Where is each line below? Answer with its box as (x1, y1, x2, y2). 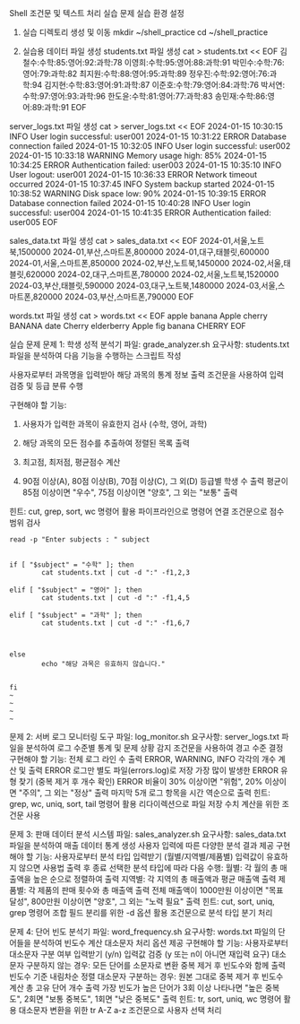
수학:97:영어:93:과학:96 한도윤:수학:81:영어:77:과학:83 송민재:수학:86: (21, 91, 268, 101)
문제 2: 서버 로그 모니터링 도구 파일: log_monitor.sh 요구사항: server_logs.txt (9, 732, 280, 742)
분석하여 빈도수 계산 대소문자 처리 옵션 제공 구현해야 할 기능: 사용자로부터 (32, 938, 289, 948)
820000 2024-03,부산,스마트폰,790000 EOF (32, 291, 194, 302)
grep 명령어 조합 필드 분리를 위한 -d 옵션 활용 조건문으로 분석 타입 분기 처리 (9, 907, 273, 917)
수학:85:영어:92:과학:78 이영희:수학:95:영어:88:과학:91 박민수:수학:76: (39, 57, 285, 67)
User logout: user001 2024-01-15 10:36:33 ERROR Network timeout (9, 169, 258, 179)
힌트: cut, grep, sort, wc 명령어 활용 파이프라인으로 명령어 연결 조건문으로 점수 (9, 506, 285, 516)
